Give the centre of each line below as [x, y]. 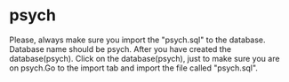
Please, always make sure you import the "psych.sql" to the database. [137, 40]
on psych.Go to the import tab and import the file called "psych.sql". [133, 68]
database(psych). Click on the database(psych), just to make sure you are [144, 58]
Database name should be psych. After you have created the [120, 48]
